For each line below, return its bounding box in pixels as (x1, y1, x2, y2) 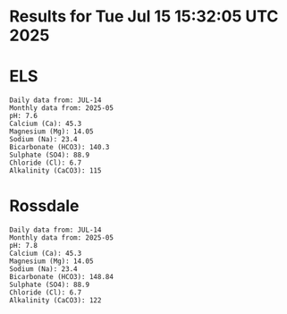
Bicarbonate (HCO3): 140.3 (9, 143, 110, 152)
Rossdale (9, 196, 80, 216)
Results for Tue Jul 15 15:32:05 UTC (9, 6, 279, 27)
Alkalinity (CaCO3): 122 (9, 296, 102, 305)
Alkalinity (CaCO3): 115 (9, 166, 102, 175)
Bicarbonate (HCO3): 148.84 (9, 273, 114, 282)
